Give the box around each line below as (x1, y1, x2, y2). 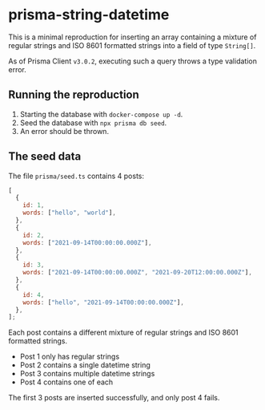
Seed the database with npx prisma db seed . (19, 118, 167, 128)
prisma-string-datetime (8, 6, 170, 24)
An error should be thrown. (19, 126, 110, 136)
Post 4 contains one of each (19, 377, 114, 387)
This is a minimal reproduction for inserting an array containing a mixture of (8, 32, 257, 42)
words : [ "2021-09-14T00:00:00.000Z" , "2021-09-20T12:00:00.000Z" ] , (22, 269, 252, 277)
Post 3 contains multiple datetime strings (19, 369, 155, 379)
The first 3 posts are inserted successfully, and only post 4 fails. (8, 393, 220, 403)
